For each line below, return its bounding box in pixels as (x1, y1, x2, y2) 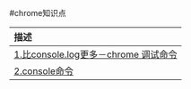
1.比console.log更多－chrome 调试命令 (13, 48, 178, 61)
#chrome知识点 (9, 8, 67, 18)
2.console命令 (13, 65, 74, 77)
